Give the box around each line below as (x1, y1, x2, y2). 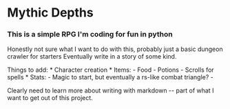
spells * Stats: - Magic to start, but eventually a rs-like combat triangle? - (7, 73, 213, 81)
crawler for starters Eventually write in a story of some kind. (7, 52, 177, 61)
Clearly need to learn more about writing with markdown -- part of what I (7, 86, 214, 95)
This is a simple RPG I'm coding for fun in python (7, 30, 174, 39)
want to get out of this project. (7, 94, 93, 102)
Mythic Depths (7, 5, 94, 21)
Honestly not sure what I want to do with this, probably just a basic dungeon (7, 45, 223, 53)
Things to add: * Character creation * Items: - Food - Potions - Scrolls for (7, 66, 215, 74)
